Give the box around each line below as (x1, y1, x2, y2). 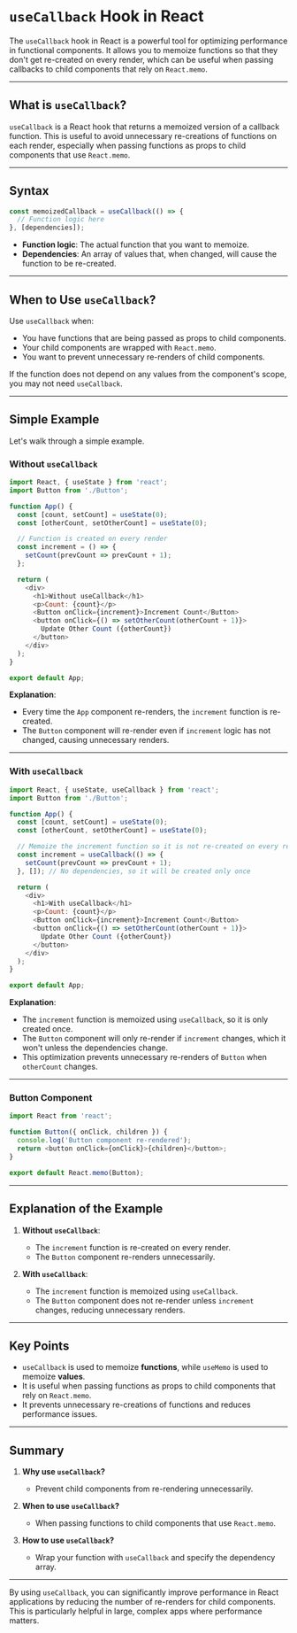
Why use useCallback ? (21, 1467, 106, 1477)
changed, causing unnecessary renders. (21, 735, 170, 746)
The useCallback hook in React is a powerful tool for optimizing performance (9, 35, 288, 46)
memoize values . (21, 1371, 86, 1382)
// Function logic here (17, 215, 104, 224)
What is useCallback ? (9, 97, 127, 112)
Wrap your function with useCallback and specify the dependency (34, 1552, 276, 1563)
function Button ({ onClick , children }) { (9, 1127, 168, 1137)
